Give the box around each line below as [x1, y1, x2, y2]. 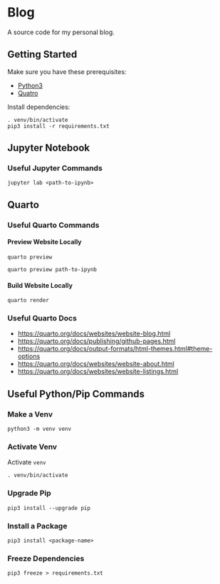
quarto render [7, 297, 50, 304]
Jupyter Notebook [7, 142, 90, 154]
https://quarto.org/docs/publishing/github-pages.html [17, 337, 176, 345]
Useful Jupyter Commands [7, 163, 103, 173]
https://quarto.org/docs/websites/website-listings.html [17, 367, 179, 376]
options [17, 352, 41, 360]
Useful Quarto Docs [7, 313, 77, 323]
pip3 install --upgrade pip [7, 504, 91, 511]
